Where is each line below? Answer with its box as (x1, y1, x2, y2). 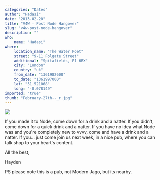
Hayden (5, 159, 21, 165)
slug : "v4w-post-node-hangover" (5, 26, 72, 31)
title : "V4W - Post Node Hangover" (5, 21, 79, 26)
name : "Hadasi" (14, 40, 46, 45)
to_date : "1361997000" (14, 77, 61, 82)
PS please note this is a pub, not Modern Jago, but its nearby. (5, 169, 132, 175)
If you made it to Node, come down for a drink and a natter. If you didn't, (5, 118, 154, 125)
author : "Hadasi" (5, 12, 41, 17)
